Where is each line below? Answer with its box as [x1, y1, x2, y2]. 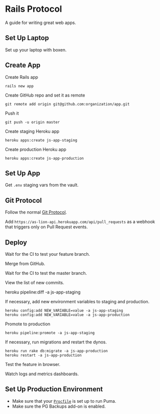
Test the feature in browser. [5, 362, 60, 367]
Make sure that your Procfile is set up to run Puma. [12, 398, 117, 404]
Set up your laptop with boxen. [5, 47, 67, 52]
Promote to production [5, 321, 50, 327]
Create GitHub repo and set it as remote [5, 92, 85, 98]
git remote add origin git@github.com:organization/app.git [5, 101, 130, 106]
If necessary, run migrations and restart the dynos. [5, 339, 107, 345]
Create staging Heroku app [5, 128, 60, 134]
